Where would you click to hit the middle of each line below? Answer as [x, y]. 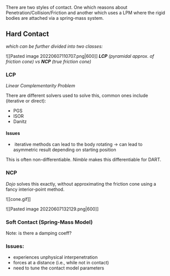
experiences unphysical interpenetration [55, 257]
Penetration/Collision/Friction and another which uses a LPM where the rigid [86, 13]
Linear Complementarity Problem [41, 86]
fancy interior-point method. [35, 189]
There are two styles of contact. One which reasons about [66, 7]
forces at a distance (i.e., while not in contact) [61, 263]
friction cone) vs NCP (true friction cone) [49, 61]
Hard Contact [27, 34]
